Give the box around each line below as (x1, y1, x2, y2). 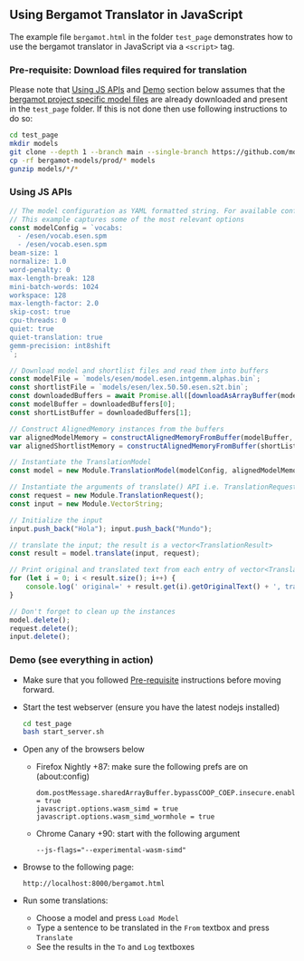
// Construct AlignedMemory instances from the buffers (9, 424, 224, 433)
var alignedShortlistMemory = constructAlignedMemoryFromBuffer (9, 442, 257, 451)
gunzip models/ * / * (9, 164, 79, 173)
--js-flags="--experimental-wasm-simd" (35, 846, 187, 855)
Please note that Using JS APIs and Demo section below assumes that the (9, 84, 286, 95)
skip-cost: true (9, 307, 71, 316)
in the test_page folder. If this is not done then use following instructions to (9, 103, 288, 114)
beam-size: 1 (9, 248, 59, 257)
